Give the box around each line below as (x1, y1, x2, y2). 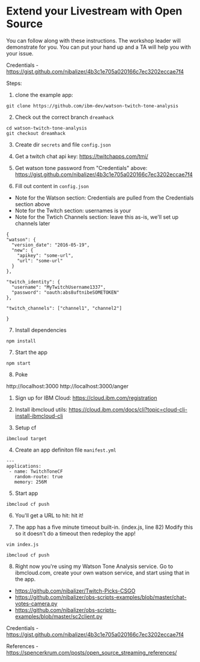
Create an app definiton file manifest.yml (14, 446, 117, 453)
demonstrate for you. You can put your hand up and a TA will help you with (6, 43, 191, 51)
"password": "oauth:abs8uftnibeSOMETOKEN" (11, 289, 120, 295)
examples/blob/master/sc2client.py (14, 613, 103, 620)
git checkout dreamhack (6, 130, 66, 136)
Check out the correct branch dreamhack (14, 113, 114, 121)
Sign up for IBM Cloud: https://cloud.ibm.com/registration (14, 394, 157, 402)
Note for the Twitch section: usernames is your (14, 207, 131, 214)
